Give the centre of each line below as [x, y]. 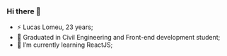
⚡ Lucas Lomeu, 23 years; [55, 27]
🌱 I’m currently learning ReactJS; [65, 45]
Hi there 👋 [24, 11]
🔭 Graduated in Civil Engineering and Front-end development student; [118, 38]
